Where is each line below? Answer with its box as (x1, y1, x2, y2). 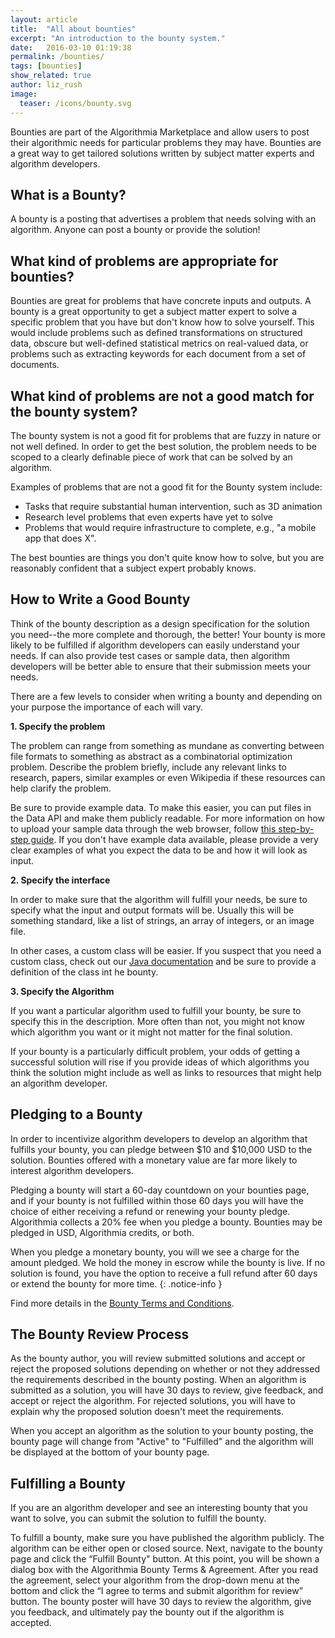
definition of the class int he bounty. (10, 966, 159, 978)
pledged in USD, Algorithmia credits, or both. (10, 1226, 195, 1238)
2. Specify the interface (10, 874, 111, 886)
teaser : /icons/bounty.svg (19, 98, 132, 108)
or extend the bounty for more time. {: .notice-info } (10, 1277, 223, 1290)
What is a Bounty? (10, 186, 127, 203)
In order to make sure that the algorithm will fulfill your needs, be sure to (10, 893, 308, 905)
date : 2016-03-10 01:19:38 (10, 42, 132, 53)
